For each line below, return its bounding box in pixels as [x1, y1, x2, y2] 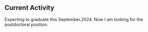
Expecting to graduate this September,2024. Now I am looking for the [4, 16, 144, 22]
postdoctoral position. [4, 21, 49, 27]
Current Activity [4, 4, 54, 12]
